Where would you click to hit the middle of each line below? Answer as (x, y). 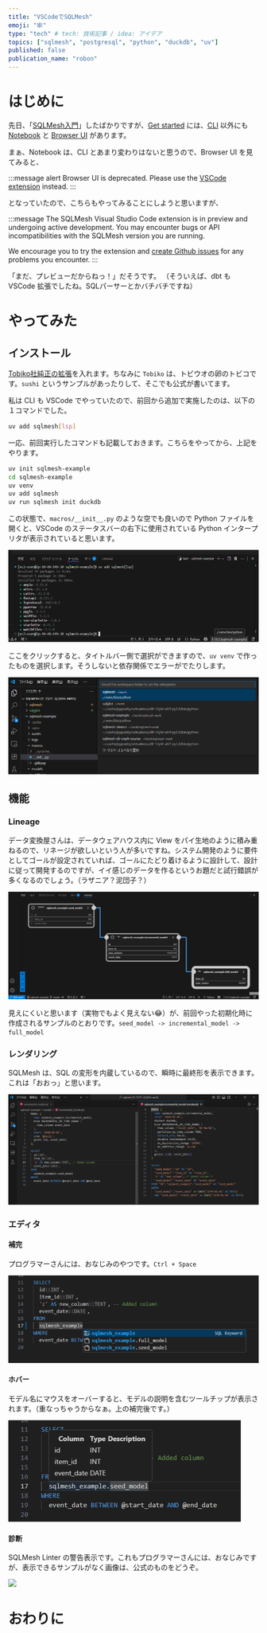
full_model (26, 1032)
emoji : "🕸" (27, 25)
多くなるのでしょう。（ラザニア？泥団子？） (79, 880)
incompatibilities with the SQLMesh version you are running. (106, 236)
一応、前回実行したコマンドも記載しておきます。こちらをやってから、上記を (133, 443)
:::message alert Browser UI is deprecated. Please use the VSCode (118, 178)
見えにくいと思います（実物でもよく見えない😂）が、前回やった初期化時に (130, 1013)
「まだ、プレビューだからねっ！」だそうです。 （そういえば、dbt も (120, 275)
